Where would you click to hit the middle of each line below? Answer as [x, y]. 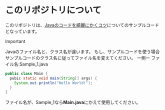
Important [15, 41]
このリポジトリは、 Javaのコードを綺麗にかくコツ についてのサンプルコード [82, 25]
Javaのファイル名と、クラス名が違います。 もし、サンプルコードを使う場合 [82, 51]
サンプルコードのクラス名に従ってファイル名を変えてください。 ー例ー [78, 57]
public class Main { [27, 73]
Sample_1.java [34, 64]
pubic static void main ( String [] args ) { [53, 78]
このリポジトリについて [53, 10]
